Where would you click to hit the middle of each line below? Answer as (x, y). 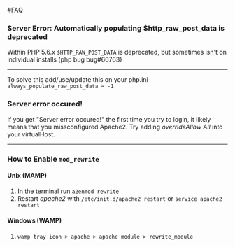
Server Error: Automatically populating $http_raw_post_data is (116, 28)
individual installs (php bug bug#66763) (65, 59)
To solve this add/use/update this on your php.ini (78, 80)
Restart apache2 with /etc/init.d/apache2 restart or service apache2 (120, 198)
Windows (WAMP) (34, 220)
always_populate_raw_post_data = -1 (60, 87)
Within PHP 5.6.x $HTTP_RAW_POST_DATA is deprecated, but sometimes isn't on (117, 52)
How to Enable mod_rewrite (53, 159)
